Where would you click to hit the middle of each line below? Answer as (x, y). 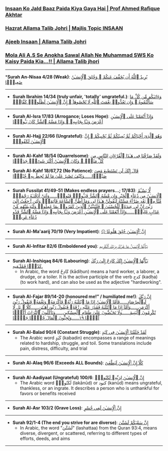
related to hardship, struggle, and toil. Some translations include (86, 343)
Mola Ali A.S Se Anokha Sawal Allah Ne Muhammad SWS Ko (79, 55)
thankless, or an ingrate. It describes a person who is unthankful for (89, 388)
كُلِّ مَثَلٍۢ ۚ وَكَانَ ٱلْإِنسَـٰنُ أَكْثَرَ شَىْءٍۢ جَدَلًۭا (58, 161)
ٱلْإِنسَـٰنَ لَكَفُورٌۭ (29, 141)
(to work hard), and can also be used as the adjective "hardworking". (91, 282)
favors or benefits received (48, 393)
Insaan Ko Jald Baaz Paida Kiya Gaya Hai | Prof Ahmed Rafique (82, 9)
